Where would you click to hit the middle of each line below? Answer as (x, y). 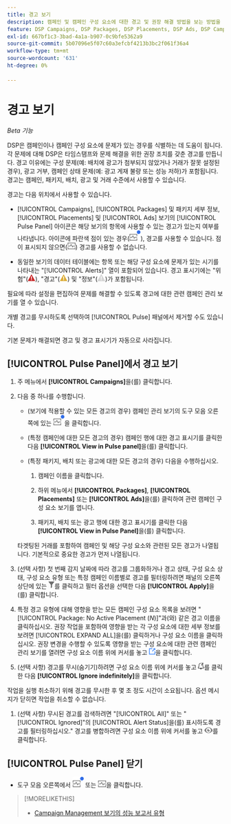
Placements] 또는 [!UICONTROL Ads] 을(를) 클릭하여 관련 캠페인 (126, 499)
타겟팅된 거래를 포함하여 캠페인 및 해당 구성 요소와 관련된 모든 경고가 (109, 546)
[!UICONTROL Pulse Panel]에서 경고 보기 (93, 363)
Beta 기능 (20, 130)
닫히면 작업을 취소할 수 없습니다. (63, 699)
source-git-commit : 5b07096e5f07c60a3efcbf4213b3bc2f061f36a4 (98, 44)
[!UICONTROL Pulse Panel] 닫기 (75, 764)
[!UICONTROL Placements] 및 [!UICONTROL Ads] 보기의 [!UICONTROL (117, 217)
